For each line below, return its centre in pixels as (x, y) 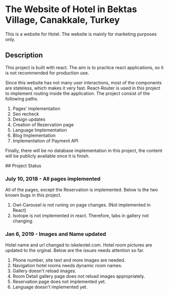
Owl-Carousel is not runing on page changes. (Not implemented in (81, 205)
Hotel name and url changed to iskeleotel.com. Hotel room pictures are (79, 245)
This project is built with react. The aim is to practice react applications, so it (84, 67)
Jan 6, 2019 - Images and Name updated (56, 234)
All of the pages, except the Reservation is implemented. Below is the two (81, 190)
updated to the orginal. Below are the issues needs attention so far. (75, 251)
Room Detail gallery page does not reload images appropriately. (79, 276)
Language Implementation (40, 130)
